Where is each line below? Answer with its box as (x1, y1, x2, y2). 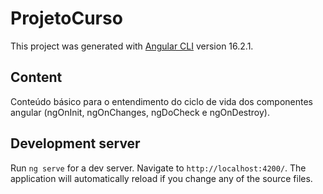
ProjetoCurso (10, 7, 123, 30)
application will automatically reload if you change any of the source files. (10, 172, 313, 184)
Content (10, 69, 63, 86)
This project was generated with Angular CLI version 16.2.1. (10, 40, 254, 52)
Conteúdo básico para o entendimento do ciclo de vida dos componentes (10, 95, 314, 107)
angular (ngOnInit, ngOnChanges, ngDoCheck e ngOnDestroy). (10, 106, 270, 118)
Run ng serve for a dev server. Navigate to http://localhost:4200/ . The (10, 162, 307, 174)
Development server (10, 135, 141, 152)
